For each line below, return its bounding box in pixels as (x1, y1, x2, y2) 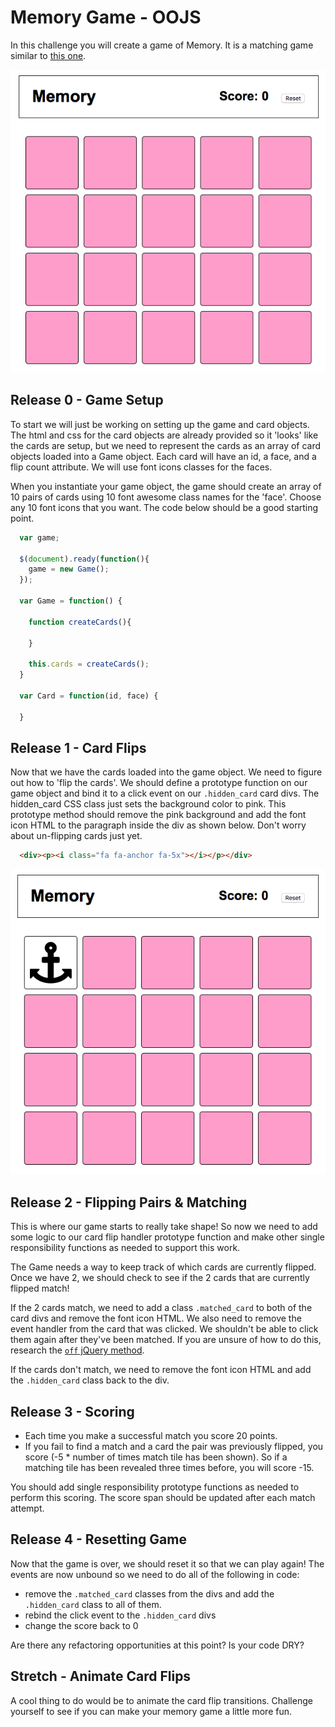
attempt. (10, 1502, 45, 1514)
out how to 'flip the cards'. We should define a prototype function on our (10, 777, 308, 789)
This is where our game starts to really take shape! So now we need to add (10, 1221, 318, 1233)
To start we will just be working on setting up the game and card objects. (10, 418, 310, 430)
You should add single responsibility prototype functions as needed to (10, 1481, 300, 1493)
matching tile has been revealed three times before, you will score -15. (24, 1461, 315, 1473)
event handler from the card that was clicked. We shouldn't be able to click (10, 1323, 319, 1335)
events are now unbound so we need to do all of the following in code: (10, 1568, 300, 1580)
